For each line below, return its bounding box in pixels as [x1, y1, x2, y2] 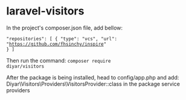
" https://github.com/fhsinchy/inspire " [6, 41, 107, 47]
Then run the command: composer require [6, 57, 111, 64]
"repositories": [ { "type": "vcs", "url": [6, 36, 118, 42]
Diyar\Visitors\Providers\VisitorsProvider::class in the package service [6, 80, 180, 87]
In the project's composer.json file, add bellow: [6, 24, 123, 31]
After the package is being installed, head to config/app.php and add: [6, 73, 179, 81]
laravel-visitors [6, 4, 85, 18]
